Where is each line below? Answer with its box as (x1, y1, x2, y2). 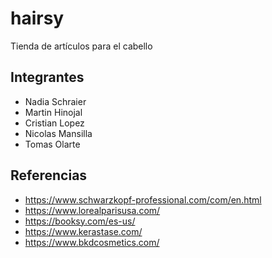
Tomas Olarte (24, 138, 81, 150)
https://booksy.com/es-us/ (24, 215, 136, 227)
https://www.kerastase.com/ (24, 225, 143, 237)
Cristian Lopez (24, 117, 85, 129)
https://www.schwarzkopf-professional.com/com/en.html (24, 193, 262, 206)
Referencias (10, 167, 88, 184)
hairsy (10, 7, 65, 30)
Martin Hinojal (24, 106, 83, 118)
